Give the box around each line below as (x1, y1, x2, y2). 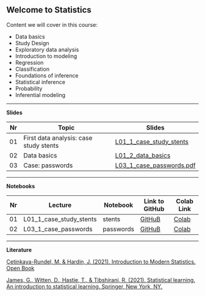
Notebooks (6, 182, 35, 190)
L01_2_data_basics (115, 151, 171, 159)
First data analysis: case (23, 134, 93, 142)
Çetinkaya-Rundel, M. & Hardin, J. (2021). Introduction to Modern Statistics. (6, 258, 196, 265)
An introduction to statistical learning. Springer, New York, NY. (6, 283, 163, 290)
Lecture (48, 201, 72, 209)
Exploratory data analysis (15, 46, 79, 53)
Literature (6, 246, 32, 253)
